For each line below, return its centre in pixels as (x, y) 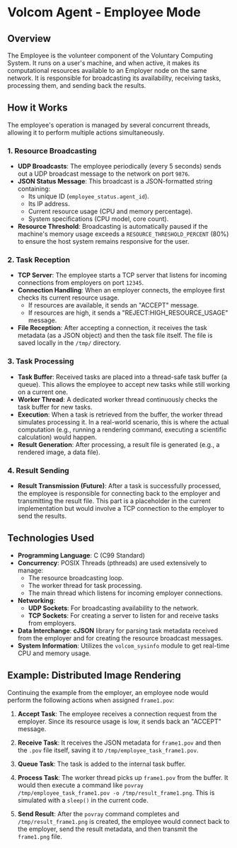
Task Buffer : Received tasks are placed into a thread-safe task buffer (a (122, 377)
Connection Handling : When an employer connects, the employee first (121, 290)
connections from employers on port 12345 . (80, 283)
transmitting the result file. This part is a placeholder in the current (114, 501)
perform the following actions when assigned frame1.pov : (91, 700)
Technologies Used (51, 538)
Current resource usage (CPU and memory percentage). (110, 211)
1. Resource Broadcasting (52, 151)
